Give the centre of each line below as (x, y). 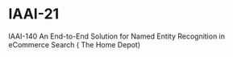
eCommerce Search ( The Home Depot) (75, 44)
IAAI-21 (34, 14)
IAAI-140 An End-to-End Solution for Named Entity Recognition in (117, 36)
